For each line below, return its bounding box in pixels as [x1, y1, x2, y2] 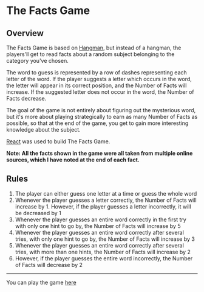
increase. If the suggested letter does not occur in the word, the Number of [6, 88, 194, 95]
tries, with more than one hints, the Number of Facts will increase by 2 [15, 248, 191, 255]
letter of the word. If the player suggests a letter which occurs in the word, [6, 76, 192, 82]
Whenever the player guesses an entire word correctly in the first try [15, 216, 186, 223]
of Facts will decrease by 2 [15, 261, 83, 268]
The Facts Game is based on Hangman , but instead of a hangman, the [6, 44, 182, 51]
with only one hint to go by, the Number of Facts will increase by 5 [15, 222, 181, 229]
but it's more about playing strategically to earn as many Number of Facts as [6, 113, 198, 120]
